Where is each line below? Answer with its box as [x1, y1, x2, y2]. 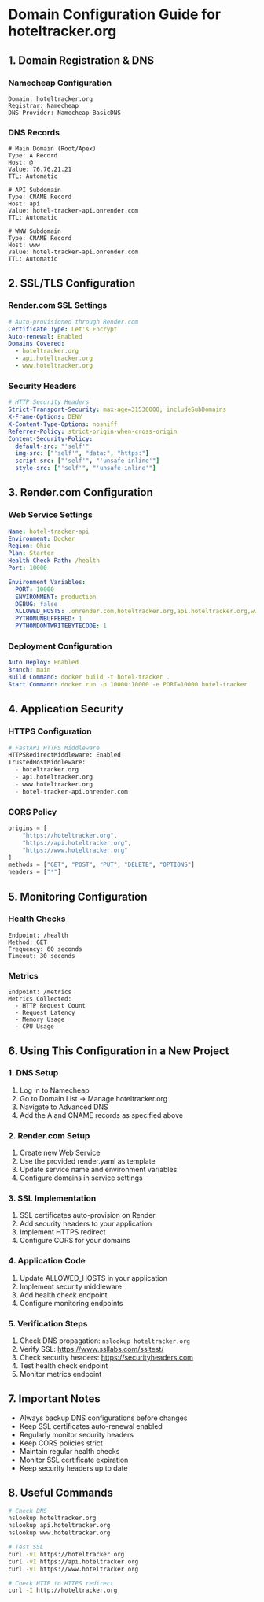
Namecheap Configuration [8, 77, 112, 88]
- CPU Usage [15, 1023, 55, 1030]
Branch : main [8, 666, 51, 674]
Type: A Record [8, 152, 58, 160]
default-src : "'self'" [15, 442, 90, 450]
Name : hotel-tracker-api [8, 527, 90, 535]
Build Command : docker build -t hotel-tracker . [8, 673, 170, 682]
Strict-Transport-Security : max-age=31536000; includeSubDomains [8, 405, 226, 414]
